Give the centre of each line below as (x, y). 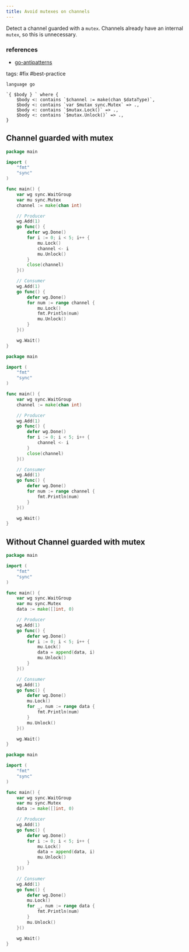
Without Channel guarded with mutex (76, 542)
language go (20, 84)
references (22, 49)
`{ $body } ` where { (32, 94)
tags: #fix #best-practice (36, 73)
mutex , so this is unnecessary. (42, 34)
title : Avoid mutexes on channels (48, 11)
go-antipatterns (33, 62)
